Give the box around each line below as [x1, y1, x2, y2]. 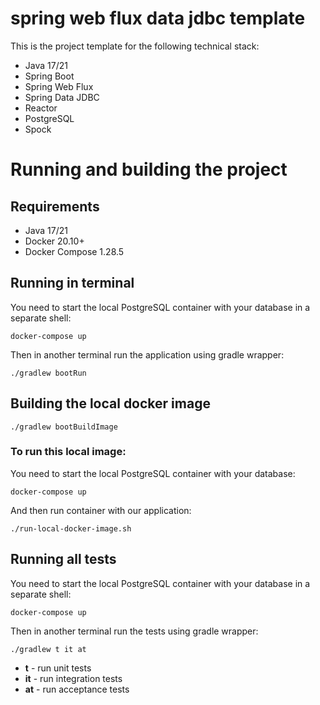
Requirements [10, 198, 100, 215]
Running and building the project [10, 158, 288, 181]
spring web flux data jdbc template [10, 7, 306, 30]
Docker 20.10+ [24, 235, 85, 247]
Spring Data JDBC [24, 91, 100, 103]
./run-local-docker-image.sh [10, 523, 132, 534]
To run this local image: [10, 445, 127, 459]
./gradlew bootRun [10, 368, 87, 378]
